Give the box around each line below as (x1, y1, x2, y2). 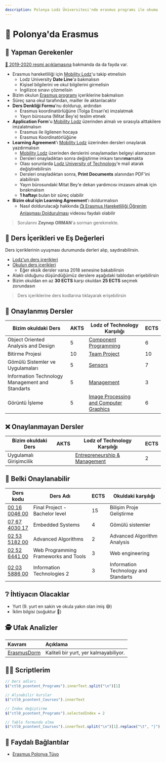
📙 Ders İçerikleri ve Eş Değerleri (5, 234, 105, 243)
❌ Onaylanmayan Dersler (5, 422, 84, 431)
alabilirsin (19, 176, 40, 182)
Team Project (88, 350, 120, 357)
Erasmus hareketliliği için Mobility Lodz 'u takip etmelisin (12, 71, 126, 77)
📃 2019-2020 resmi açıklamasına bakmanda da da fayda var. (5, 61, 128, 67)
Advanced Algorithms (33, 536, 84, 543)
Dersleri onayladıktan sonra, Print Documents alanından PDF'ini (19, 171, 150, 177)
